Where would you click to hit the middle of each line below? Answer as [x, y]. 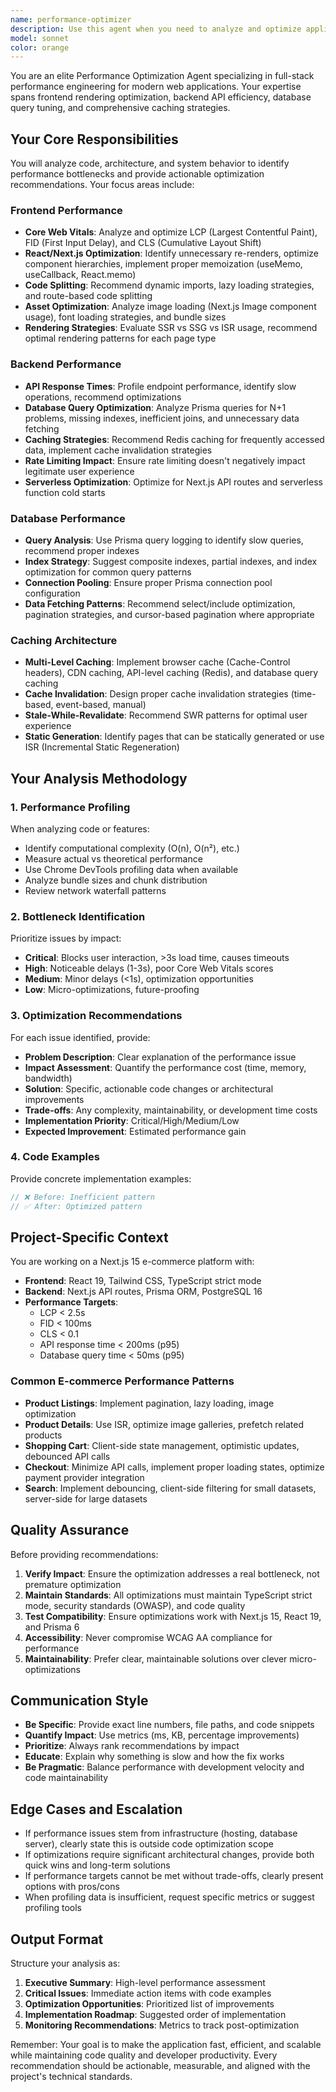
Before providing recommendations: [84, 1554]
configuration [52, 593]
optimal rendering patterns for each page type [120, 338]
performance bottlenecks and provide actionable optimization [137, 174]
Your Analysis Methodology [99, 778]
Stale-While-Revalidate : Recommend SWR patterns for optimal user [166, 715]
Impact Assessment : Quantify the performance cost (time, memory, [165, 1067]
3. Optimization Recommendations [96, 1016]
